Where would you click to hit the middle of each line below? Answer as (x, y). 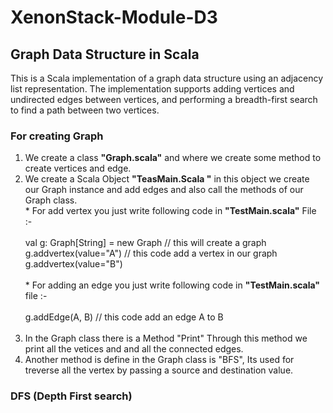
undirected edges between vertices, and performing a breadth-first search (164, 99)
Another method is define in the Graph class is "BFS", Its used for (159, 360)
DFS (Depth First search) (71, 396)
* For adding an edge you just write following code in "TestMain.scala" (172, 285)
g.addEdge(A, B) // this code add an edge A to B (124, 317)
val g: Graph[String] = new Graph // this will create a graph (145, 243)
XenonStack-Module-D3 (114, 17)
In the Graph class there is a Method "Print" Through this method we (166, 338)
